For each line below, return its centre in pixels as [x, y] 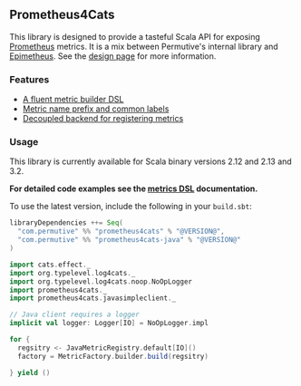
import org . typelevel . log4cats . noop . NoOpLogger [101, 281]
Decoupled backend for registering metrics [103, 119]
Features [29, 79]
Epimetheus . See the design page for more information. [113, 56]
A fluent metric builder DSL [73, 100]
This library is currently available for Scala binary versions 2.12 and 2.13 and [150, 161]
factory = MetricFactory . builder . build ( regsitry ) [113, 356]
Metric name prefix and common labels [96, 109]
